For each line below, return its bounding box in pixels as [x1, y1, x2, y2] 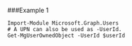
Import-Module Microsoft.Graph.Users [7, 20, 119, 27]
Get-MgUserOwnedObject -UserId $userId [7, 32, 126, 39]
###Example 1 [7, 6, 49, 14]
